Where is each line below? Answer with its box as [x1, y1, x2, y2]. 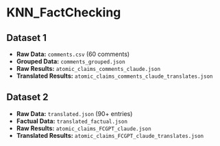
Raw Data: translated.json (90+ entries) [16, 109, 133, 117]
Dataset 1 [6, 32, 47, 44]
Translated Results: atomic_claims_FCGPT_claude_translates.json [16, 131, 204, 139]
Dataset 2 [6, 91, 49, 103]
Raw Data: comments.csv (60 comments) [16, 50, 130, 58]
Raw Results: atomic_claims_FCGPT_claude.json [16, 124, 151, 132]
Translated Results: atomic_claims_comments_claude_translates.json [16, 72, 213, 80]
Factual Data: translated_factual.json [16, 117, 128, 125]
